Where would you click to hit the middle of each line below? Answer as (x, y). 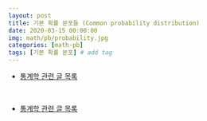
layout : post (30, 16)
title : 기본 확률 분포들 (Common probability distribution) (104, 23)
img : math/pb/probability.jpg (59, 38)
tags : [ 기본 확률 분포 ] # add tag (61, 53)
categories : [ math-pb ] (46, 45)
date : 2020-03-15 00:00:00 (53, 30)
